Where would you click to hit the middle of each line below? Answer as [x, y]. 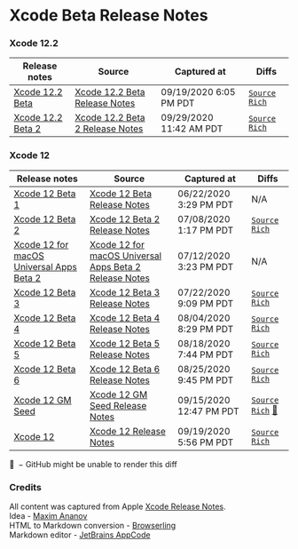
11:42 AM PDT [192, 129]
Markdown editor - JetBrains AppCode [80, 535]
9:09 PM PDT [205, 303]
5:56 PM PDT [205, 442]
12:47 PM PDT [208, 411]
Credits [25, 487]
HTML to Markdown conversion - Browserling [93, 526]
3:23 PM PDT [205, 267]
